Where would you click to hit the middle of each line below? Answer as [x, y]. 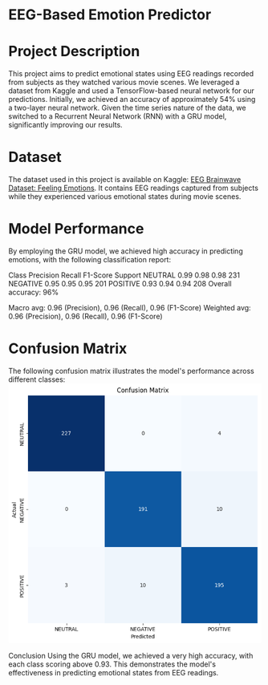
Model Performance [76, 229]
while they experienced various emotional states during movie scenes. [125, 197]
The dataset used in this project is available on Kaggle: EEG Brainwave [125, 180]
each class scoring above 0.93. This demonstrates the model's [112, 664]
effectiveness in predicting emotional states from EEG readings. [114, 673]
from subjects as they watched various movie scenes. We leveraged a [124, 83]
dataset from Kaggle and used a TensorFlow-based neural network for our [131, 91]
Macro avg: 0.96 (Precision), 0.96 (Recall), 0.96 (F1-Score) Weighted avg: [130, 308]
